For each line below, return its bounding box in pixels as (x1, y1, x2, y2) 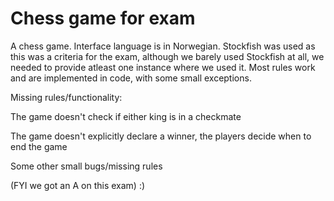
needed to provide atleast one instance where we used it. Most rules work (10, 61, 316, 73)
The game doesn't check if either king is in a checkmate (10, 110, 242, 122)
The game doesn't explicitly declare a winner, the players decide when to (10, 130, 312, 142)
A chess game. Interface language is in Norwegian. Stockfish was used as (10, 40, 316, 52)
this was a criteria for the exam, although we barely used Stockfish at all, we (10, 50, 325, 62)
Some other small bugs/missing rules (10, 160, 163, 172)
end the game (10, 140, 68, 152)
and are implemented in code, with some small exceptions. (10, 72, 252, 84)
